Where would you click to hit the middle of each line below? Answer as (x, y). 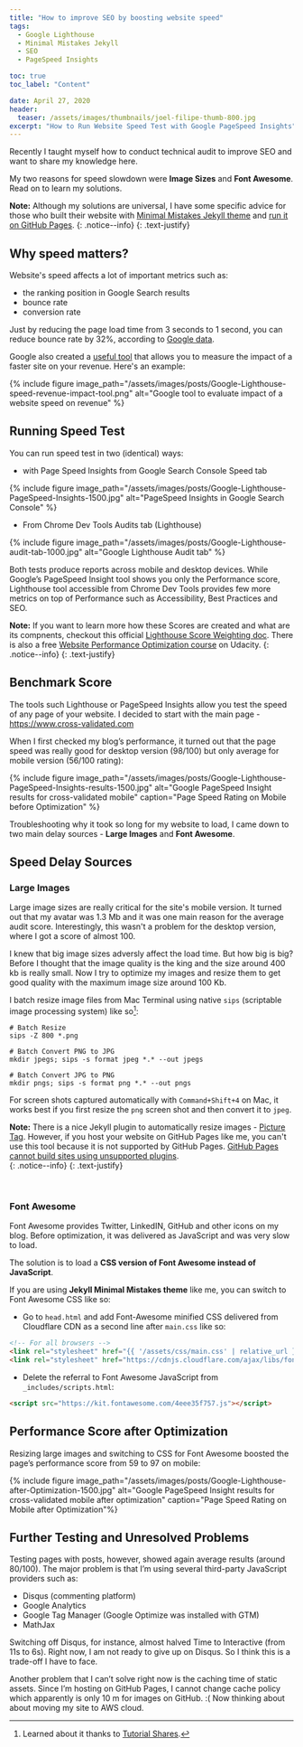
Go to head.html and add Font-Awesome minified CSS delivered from (150, 1317)
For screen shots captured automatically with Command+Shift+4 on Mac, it (144, 1100)
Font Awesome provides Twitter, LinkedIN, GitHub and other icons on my (144, 1226)
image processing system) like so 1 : (74, 1010)
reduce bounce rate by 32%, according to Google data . (112, 339)
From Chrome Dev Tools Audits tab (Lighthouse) (112, 524)
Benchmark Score (61, 683)
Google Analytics (54, 1606)
